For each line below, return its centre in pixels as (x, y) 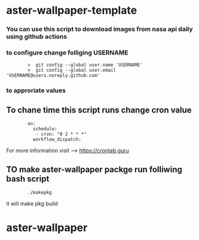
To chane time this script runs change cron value (99, 110)
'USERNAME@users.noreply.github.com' (53, 75)
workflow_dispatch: (57, 139)
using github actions (37, 37)
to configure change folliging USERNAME (67, 53)
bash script (28, 179)
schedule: (45, 129)
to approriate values (36, 90)
